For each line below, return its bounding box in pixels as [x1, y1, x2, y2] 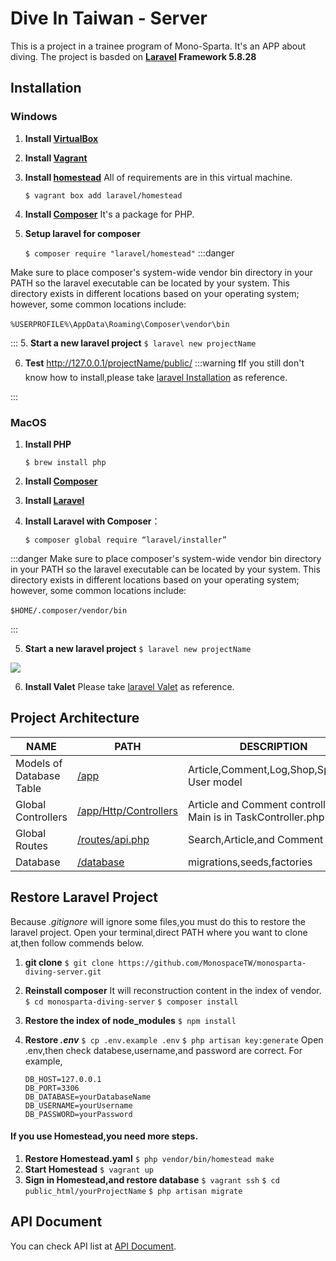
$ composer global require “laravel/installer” [24, 535, 227, 545]
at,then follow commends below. [10, 937, 145, 949]
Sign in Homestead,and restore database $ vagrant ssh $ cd [24, 1173, 280, 1186]
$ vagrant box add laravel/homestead [24, 190, 183, 201]
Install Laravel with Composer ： [24, 515, 161, 527]
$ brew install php [24, 457, 107, 467]
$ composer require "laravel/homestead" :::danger [24, 247, 235, 259]
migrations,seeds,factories [188, 855, 313, 869]
